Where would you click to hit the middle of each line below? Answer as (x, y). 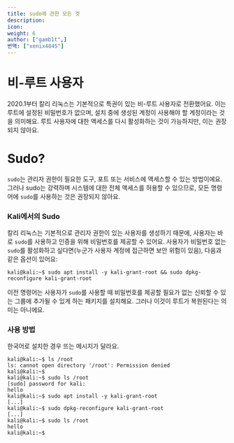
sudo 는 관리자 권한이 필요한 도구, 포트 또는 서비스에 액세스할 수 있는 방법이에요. (115, 178)
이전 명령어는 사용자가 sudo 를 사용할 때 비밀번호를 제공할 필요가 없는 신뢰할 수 (113, 293)
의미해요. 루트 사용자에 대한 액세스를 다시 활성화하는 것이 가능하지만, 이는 (114, 121)
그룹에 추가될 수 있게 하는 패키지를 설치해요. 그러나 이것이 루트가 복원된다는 (117, 301)
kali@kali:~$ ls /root (40, 360)
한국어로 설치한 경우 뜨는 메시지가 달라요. (63, 346)
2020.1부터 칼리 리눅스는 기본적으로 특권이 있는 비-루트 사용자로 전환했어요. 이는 (117, 104)
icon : (15, 27)
